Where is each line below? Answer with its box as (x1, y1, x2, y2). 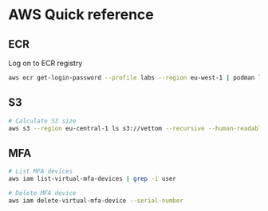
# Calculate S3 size (8, 117, 77, 125)
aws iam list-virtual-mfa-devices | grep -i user (8, 175, 177, 183)
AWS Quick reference (8, 6, 154, 24)
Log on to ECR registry (8, 58, 83, 68)
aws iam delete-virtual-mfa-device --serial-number (8, 197, 183, 205)
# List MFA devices (8, 167, 73, 176)
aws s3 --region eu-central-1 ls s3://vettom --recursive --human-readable (8, 124, 266, 132)
